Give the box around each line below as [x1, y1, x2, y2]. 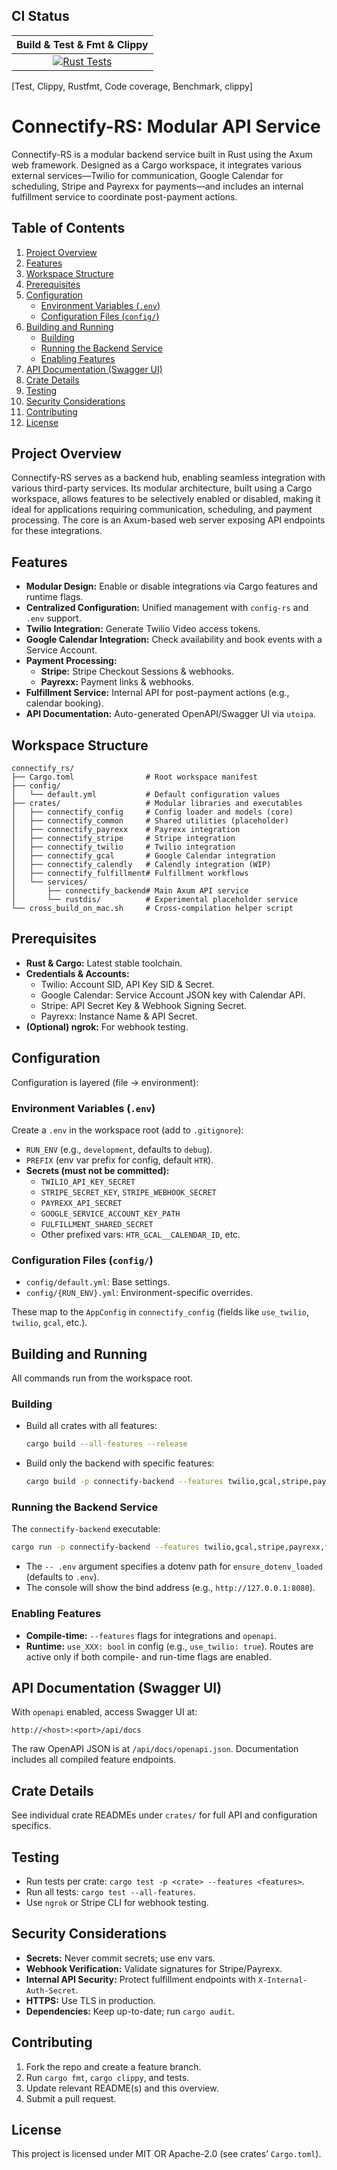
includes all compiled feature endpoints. [11, 1754, 177, 1766]
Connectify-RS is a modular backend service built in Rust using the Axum [11, 148, 313, 160]
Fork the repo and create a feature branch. [25, 2060, 202, 2073]
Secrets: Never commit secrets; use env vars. [25, 1952, 216, 1964]
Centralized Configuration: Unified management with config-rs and [25, 602, 309, 614]
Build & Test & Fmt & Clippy [16, 37, 149, 51]
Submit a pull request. [25, 2092, 117, 2104]
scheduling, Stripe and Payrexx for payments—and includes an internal [11, 180, 304, 192]
